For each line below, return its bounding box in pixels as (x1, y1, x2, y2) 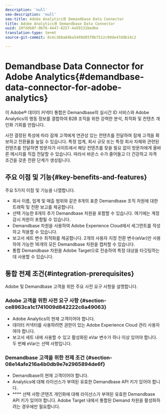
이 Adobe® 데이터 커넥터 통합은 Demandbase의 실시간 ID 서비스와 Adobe (5, 109, 150, 115)
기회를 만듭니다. (14, 122, 45, 128)
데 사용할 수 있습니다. (12, 254, 54, 260)
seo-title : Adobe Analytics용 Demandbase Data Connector (5, 16, 124, 21)
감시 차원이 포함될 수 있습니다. (12, 216, 71, 222)
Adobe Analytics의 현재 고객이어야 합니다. (12, 316, 95, 322)
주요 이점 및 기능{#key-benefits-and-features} (5, 173, 147, 182)
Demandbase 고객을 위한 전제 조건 (5, 354, 85, 361)
